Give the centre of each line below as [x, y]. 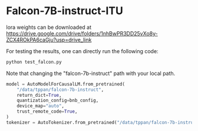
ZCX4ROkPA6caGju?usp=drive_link [49, 40]
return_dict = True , [39, 95]
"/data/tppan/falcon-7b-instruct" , [60, 90]
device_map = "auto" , [41, 106]
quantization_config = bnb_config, [58, 101]
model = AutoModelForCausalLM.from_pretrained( [66, 84]
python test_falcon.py [34, 62]
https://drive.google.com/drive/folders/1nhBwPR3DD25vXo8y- [82, 33]
